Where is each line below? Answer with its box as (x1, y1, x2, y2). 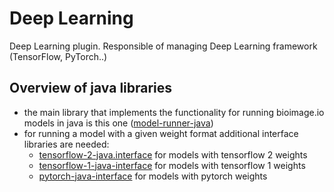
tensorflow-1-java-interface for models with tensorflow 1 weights (38, 159, 306, 171)
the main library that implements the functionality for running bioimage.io (23, 106, 325, 118)
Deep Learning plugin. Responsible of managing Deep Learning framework (9, 40, 318, 52)
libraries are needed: (23, 138, 110, 150)
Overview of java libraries (9, 80, 173, 97)
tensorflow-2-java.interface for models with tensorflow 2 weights (38, 148, 308, 161)
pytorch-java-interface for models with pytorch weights (38, 170, 268, 182)
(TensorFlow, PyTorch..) (9, 50, 108, 62)
